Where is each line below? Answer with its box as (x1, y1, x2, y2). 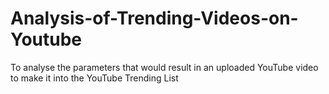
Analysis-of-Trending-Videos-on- (10, 7, 299, 30)
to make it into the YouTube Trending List (10, 72, 179, 84)
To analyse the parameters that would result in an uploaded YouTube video (10, 61, 319, 73)
